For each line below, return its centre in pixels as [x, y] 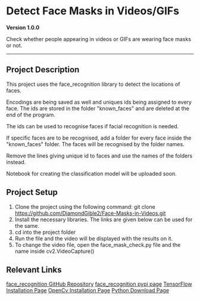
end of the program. [31, 115]
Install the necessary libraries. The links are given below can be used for [104, 219]
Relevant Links [34, 270]
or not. [14, 45]
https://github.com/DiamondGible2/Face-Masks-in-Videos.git [90, 213]
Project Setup [32, 192]
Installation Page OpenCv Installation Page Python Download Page [88, 290]
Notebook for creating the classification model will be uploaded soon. [91, 174]
